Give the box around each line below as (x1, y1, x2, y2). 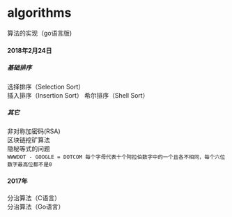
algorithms (7, 5, 72, 21)
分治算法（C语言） (7, 193, 61, 202)
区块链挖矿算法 (7, 136, 50, 144)
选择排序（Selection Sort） (7, 82, 85, 91)
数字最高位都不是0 (7, 161, 52, 168)
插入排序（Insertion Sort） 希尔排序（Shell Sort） (7, 91, 149, 99)
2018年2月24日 (7, 46, 52, 54)
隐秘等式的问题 (7, 144, 50, 153)
